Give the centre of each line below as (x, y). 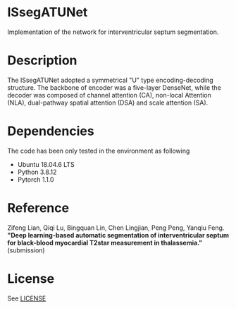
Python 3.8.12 (37, 172)
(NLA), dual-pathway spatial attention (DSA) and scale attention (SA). (108, 103)
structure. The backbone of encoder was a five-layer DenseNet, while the (114, 87)
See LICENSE (27, 298)
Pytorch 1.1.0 (36, 179)
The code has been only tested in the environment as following (99, 151)
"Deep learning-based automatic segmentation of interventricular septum (118, 235)
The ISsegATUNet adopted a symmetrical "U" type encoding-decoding (110, 80)
